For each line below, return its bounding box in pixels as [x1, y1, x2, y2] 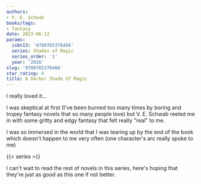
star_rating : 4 [6, 70, 45, 76]
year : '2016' [11, 59, 45, 65]
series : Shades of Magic [11, 48, 74, 54]
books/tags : [6, 20, 36, 26]
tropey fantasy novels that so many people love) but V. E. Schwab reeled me [6, 111, 196, 118]
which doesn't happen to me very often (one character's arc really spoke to [6, 135, 194, 142]
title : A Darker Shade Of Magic [6, 76, 87, 82]
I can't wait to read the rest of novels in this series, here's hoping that [6, 165, 178, 172]
